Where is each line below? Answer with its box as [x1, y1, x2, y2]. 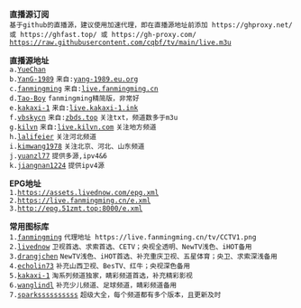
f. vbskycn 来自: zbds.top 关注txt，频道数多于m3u [9, 113, 178, 122]
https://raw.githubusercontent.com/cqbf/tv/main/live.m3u [9, 38, 232, 47]
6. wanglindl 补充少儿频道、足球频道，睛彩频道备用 [9, 281, 178, 290]
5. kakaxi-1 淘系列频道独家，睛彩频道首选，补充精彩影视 [9, 271, 194, 280]
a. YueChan [9, 65, 47, 74]
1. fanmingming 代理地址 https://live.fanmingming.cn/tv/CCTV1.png [9, 233, 257, 242]
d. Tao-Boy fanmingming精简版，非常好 [9, 94, 140, 103]
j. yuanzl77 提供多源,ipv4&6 [9, 152, 108, 161]
